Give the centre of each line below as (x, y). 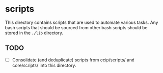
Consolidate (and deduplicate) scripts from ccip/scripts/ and (73, 60)
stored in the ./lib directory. (34, 33)
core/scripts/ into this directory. (44, 65)
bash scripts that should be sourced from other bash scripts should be (76, 27)
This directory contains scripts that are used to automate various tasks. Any (82, 22)
